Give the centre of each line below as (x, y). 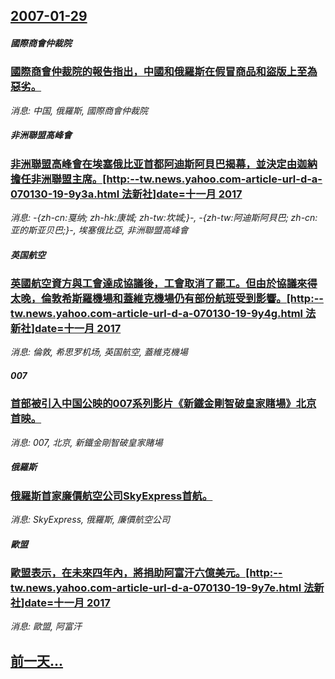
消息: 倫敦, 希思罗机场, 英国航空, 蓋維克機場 (99, 352)
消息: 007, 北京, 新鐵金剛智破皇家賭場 (86, 442)
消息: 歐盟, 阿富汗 (46, 626)
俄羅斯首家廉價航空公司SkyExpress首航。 (111, 496)
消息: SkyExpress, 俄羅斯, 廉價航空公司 (90, 520)
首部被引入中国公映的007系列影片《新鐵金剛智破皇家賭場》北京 (163, 404)
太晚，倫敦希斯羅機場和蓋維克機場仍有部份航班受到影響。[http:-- (167, 299)
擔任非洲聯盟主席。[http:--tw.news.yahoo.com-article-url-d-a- (166, 179)
